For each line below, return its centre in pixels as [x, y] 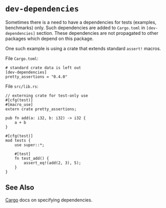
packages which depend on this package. [49, 38]
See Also [20, 188]
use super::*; [29, 145]
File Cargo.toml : [22, 58]
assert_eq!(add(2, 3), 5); [53, 163]
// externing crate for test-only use [47, 96]
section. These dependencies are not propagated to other [98, 33]
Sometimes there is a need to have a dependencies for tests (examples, [81, 22]
